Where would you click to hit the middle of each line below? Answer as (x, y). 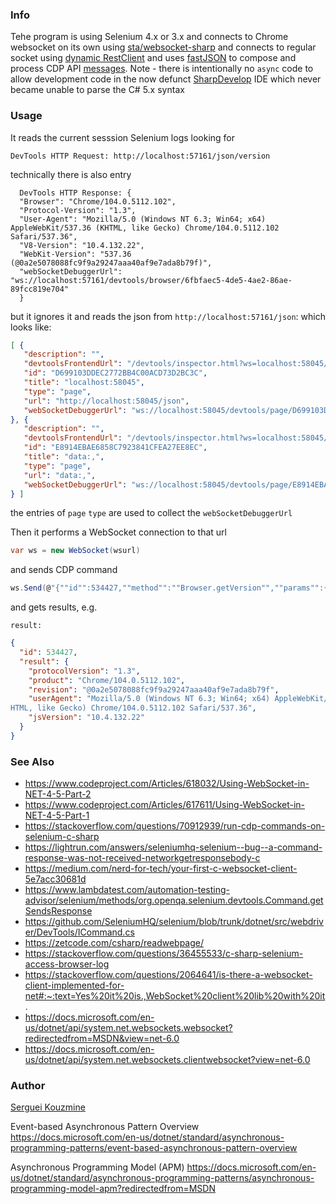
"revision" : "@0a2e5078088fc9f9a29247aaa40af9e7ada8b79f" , (154, 689)
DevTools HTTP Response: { (75, 193)
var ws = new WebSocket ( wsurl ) (75, 551)
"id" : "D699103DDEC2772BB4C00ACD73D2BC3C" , (115, 373)
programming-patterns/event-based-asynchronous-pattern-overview (154, 1148)
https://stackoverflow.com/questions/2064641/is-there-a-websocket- (168, 975)
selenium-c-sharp (62, 837)
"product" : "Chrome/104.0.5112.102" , (107, 680)
